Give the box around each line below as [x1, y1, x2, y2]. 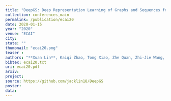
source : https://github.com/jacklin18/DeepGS [5, 79, 103, 84]
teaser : [5, 50, 24, 55]
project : [5, 74, 24, 79]
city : [5, 36, 17, 41]
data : [5, 88, 17, 93]
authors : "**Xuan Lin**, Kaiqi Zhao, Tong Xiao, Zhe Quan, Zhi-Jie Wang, [5, 55, 165, 60]
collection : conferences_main [5, 12, 70, 17]
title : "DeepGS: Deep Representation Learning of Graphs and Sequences [5, 7, 160, 13]
